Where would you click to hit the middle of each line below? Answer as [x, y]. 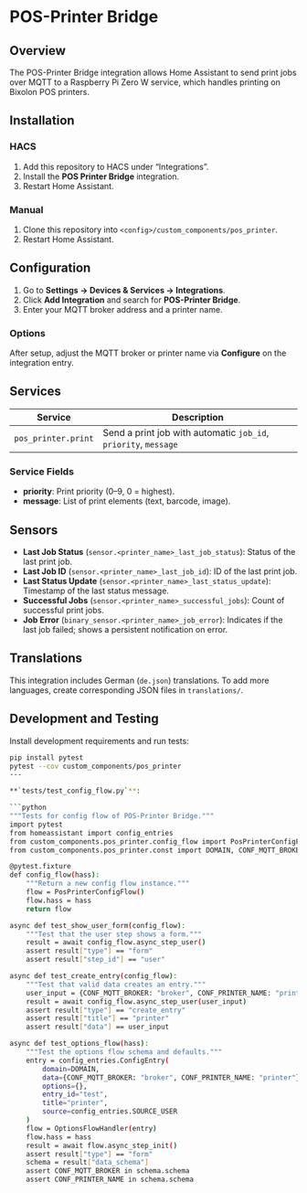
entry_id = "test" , [75, 1094]
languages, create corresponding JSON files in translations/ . [127, 690]
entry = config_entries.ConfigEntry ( [98, 1060]
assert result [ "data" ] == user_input [98, 1027]
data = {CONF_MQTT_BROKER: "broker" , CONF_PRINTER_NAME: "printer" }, [173, 1077]
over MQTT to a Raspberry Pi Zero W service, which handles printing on [145, 82]
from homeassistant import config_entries [91, 833]
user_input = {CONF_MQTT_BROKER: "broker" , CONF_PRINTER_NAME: [149, 993]
